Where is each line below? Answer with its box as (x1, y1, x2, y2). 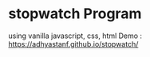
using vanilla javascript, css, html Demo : (8, 31, 142, 40)
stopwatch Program (8, 5, 142, 23)
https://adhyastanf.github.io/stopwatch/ (8, 39, 139, 48)
